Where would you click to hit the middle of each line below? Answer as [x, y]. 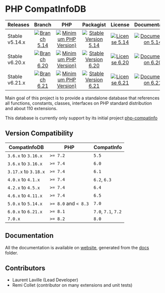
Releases [18, 25]
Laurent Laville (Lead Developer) [45, 280]
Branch [43, 25]
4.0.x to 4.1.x [24, 179]
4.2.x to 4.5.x [24, 187]
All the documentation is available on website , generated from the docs [77, 247]
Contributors [25, 268]
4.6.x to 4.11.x [25, 195]
